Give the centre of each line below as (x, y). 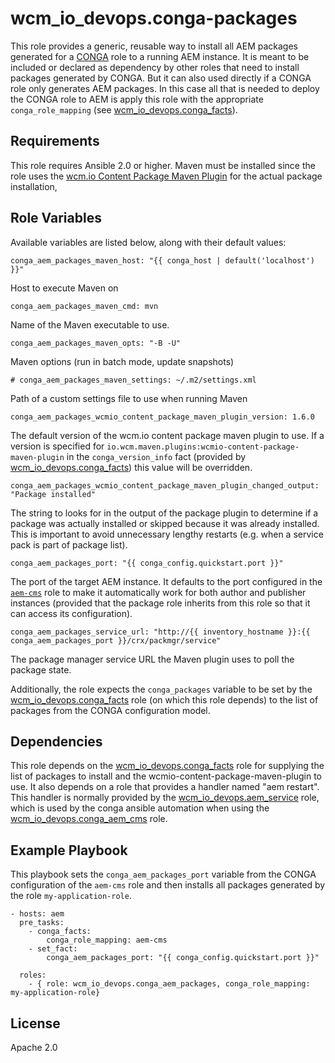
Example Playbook (69, 850)
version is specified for (57, 446)
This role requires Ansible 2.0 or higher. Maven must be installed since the (163, 165)
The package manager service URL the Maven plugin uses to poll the (152, 659)
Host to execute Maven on (64, 288)
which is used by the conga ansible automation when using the (140, 808)
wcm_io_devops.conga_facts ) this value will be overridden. (131, 467)
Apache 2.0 (34, 1047)
